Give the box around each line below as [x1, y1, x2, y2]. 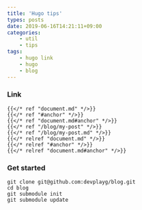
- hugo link [19, 55, 53, 62]
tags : [7, 49, 23, 55]
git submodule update [7, 196, 69, 204]
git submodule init [7, 191, 63, 198]
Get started [7, 163, 46, 172]
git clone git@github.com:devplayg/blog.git [7, 179, 136, 185]
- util [19, 36, 38, 42]
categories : [7, 29, 41, 36]
